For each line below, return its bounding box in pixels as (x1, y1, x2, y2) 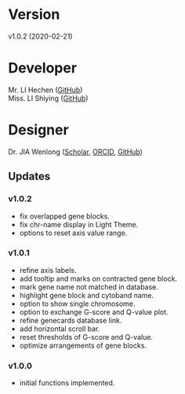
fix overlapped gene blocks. (19, 211, 110, 221)
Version (8, 6, 60, 24)
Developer (8, 59, 77, 77)
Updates (8, 170, 51, 183)
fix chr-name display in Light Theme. (19, 219, 139, 229)
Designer (8, 121, 69, 139)
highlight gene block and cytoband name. (19, 290, 154, 300)
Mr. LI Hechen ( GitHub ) (8, 85, 83, 94)
